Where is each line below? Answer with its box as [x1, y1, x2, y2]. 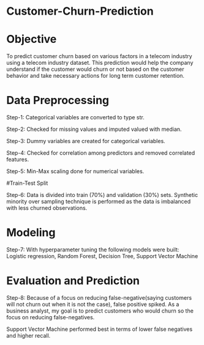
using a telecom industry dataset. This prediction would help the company [6, 59, 194, 67]
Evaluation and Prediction [6, 274, 140, 288]
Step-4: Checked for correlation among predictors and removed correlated [6, 149, 195, 157]
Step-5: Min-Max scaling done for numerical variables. [6, 168, 145, 175]
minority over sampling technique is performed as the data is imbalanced [6, 198, 191, 206]
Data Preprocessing [6, 94, 110, 108]
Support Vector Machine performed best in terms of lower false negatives [6, 325, 193, 333]
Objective [6, 32, 57, 46]
